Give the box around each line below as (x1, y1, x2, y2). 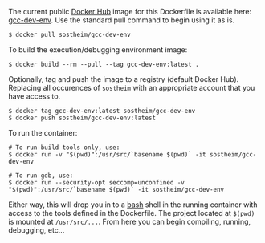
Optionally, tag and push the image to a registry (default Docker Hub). (8, 75, 239, 83)
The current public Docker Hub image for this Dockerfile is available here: (8, 7, 251, 16)
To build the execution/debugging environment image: (8, 45, 188, 55)
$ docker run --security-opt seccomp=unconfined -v (8, 179, 185, 187)
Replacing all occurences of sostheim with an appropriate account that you (8, 83, 255, 92)
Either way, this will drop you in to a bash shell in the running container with (8, 200, 258, 209)
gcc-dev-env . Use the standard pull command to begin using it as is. (8, 15, 235, 25)
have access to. (8, 91, 61, 101)
